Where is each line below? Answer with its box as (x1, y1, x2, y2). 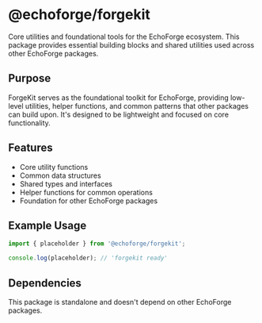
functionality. (8, 117, 51, 128)
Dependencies (8, 276, 82, 290)
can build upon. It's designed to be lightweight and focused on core (8, 110, 230, 119)
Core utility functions (19, 162, 89, 171)
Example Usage (8, 218, 87, 232)
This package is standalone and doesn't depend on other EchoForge (8, 297, 232, 306)
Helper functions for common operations (19, 187, 153, 197)
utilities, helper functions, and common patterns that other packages (25, 101, 249, 110)
